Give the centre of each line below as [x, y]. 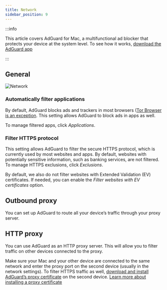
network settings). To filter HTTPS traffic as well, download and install [77, 271]
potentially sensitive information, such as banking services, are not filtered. [82, 159]
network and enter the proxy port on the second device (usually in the [77, 266]
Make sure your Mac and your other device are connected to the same [78, 261]
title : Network [21, 10]
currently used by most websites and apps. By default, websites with [76, 154]
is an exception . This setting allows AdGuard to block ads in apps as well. [80, 115]
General [18, 74]
